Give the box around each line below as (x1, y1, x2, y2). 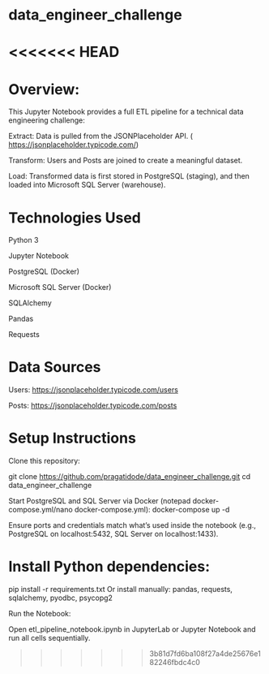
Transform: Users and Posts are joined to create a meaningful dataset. (8, 156, 243, 166)
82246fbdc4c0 (149, 658, 201, 668)
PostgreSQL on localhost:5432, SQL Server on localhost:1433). (8, 529, 219, 539)
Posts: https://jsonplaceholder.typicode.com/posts (8, 400, 177, 411)
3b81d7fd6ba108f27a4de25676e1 (149, 649, 261, 659)
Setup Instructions (8, 429, 136, 447)
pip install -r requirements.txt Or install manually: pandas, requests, (8, 585, 233, 594)
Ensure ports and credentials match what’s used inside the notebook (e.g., (8, 521, 257, 530)
